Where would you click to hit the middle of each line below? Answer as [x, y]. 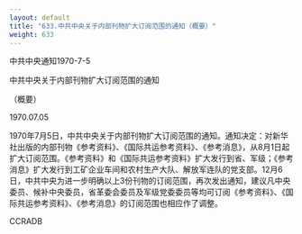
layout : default [40, 18]
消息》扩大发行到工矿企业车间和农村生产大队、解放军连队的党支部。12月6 [146, 170]
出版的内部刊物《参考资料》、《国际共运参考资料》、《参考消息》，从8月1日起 [153, 147]
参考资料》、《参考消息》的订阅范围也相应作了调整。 [128, 203]
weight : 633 [32, 34]
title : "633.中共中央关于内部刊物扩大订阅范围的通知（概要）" [113, 26]
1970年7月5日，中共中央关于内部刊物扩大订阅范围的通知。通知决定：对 [141, 136]
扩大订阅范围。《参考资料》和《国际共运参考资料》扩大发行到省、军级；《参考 [151, 158]
